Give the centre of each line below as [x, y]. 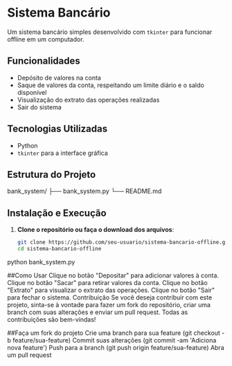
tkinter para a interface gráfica [63, 153]
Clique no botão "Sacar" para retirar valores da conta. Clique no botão [107, 282]
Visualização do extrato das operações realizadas [88, 100]
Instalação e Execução [57, 213]
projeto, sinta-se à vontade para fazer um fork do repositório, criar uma [109, 304]
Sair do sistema [39, 107]
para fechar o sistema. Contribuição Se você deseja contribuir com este [110, 297]
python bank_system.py [41, 262]
